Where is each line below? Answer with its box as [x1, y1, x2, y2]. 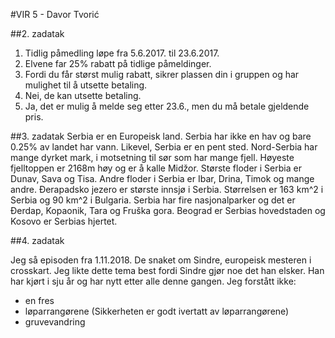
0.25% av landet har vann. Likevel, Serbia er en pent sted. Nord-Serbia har [10, 141, 318, 153]
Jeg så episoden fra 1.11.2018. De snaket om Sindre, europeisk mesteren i [10, 254, 312, 266]
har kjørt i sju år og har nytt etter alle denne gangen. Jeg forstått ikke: [10, 275, 297, 287]
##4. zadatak [10, 235, 65, 246]
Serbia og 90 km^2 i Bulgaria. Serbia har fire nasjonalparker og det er [10, 194, 296, 206]
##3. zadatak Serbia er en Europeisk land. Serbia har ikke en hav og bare [10, 130, 312, 142]
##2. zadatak [10, 28, 65, 39]
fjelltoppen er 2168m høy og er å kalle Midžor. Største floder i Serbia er [10, 162, 302, 174]
